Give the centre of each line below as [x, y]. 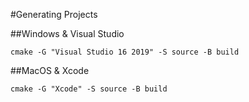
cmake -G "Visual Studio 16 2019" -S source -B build [125, 52]
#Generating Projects [54, 14]
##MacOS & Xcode [50, 70]
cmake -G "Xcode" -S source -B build [89, 89]
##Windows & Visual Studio [67, 33]
